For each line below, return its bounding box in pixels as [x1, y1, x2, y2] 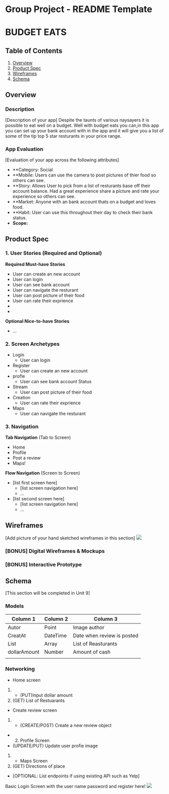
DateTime [44, 632, 67, 639]
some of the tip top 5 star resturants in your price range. [5, 133, 122, 139]
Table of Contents [5, 46, 63, 55]
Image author [72, 624, 105, 631]
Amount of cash [72, 649, 111, 656]
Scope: [12, 220, 28, 226]
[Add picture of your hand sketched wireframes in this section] [5, 535, 135, 541]
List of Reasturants [72, 640, 117, 647]
